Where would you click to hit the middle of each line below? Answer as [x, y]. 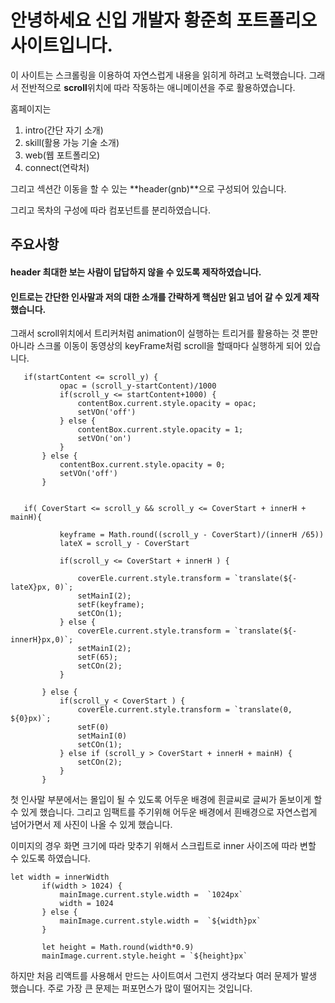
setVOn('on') [104, 439]
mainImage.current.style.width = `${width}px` [160, 921]
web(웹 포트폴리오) [62, 155]
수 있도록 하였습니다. [50, 858]
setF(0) [93, 727]
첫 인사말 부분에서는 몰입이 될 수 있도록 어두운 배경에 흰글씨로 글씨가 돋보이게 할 [166, 800]
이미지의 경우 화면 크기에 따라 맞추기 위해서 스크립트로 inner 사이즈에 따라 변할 [163, 846]
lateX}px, [31, 587]
